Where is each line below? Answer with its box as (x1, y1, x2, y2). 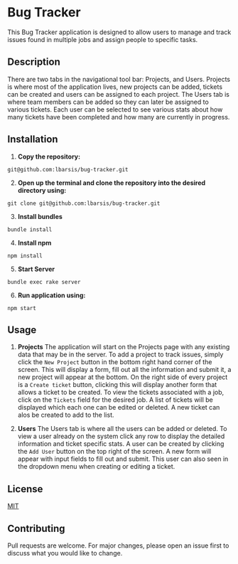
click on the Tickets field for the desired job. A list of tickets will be (17, 395, 213, 404)
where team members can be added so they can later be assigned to (7, 97, 210, 106)
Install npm (17, 238, 52, 247)
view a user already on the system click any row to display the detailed (17, 432, 225, 441)
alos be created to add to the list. (17, 410, 114, 420)
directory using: (17, 186, 67, 194)
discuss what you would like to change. (7, 549, 123, 557)
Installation (7, 133, 58, 146)
